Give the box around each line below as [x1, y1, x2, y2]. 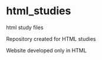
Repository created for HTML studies [6, 35, 96, 42]
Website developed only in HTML [6, 46, 87, 54]
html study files [6, 24, 44, 31]
